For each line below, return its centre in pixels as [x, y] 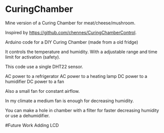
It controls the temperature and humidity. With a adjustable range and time [81, 52]
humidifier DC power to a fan [35, 81]
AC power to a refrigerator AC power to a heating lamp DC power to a [76, 76]
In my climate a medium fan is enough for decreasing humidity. [70, 101]
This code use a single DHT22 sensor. [44, 66]
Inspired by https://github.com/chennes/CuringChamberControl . [71, 32]
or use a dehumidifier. [28, 116]
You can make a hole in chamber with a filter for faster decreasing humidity [82, 110]
